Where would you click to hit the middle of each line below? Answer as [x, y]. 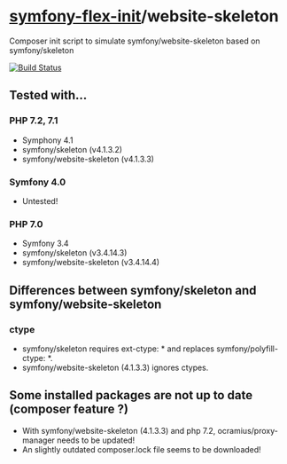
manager [39, 440]
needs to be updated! [96, 440]
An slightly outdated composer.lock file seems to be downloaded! [141, 449]
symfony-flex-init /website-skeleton [144, 16]
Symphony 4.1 [47, 140]
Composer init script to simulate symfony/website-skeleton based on [135, 41]
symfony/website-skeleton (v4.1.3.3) [88, 159]
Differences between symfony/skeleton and [133, 290]
